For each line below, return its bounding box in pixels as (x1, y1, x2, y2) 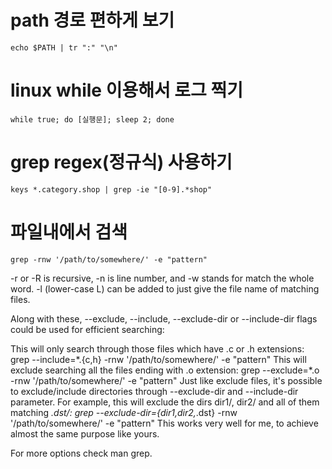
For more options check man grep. (10, 447, 153, 459)
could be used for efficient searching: (10, 323, 165, 335)
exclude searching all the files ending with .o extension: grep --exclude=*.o (10, 364, 320, 376)
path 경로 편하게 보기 (10, 9, 175, 32)
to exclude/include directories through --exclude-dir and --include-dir (10, 385, 299, 397)
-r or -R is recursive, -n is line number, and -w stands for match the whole (10, 272, 315, 284)
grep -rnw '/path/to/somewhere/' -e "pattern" (10, 254, 208, 265)
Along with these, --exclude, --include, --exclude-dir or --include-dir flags (10, 312, 318, 325)
